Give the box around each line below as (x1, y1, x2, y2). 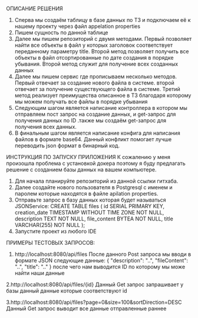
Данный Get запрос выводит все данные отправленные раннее (6, 305, 167, 312)
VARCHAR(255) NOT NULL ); (14, 222, 85, 228)
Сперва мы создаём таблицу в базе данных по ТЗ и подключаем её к (14, 17, 191, 23)
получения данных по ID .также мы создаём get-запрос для (14, 117, 167, 124)
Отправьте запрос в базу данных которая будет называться (14, 196, 166, 203)
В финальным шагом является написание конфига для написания (14, 129, 181, 137)
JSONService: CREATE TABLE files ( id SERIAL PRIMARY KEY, (14, 203, 165, 209)
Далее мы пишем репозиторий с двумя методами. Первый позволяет (14, 35, 192, 42)
